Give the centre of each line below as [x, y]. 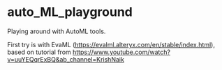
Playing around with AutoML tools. [57, 31]
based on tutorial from [39, 52]
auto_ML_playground [70, 12]
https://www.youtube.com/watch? [121, 52]
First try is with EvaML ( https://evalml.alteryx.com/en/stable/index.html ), [111, 44]
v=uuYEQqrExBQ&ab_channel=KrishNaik [66, 59]
